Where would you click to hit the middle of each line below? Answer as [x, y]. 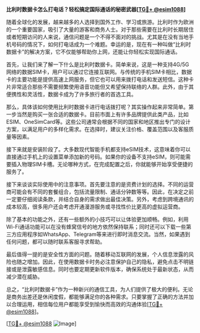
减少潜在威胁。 [24, 277]
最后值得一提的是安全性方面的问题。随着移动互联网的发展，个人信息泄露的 [97, 254]
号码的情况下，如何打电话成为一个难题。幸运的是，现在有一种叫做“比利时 [101, 44]
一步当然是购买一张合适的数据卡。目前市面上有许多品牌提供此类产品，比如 [97, 114]
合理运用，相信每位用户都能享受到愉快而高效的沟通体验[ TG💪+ [87, 304]
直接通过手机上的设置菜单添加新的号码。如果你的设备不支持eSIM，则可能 [96, 157]
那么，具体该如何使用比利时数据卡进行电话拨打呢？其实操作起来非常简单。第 [100, 107]
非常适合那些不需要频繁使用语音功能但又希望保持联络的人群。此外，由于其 [102, 87]
